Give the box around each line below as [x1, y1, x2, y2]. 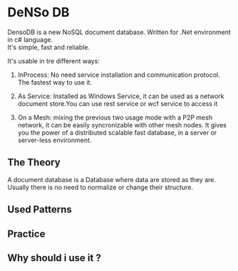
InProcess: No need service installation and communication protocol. [17, 70, 221, 79]
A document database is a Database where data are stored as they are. [7, 175, 216, 184]
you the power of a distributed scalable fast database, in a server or [17, 128, 217, 137]
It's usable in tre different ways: [7, 56, 100, 65]
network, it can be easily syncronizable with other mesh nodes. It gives [17, 120, 227, 129]
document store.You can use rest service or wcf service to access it [17, 99, 218, 107]
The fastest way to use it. [17, 78, 93, 86]
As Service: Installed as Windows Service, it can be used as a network [17, 92, 224, 100]
